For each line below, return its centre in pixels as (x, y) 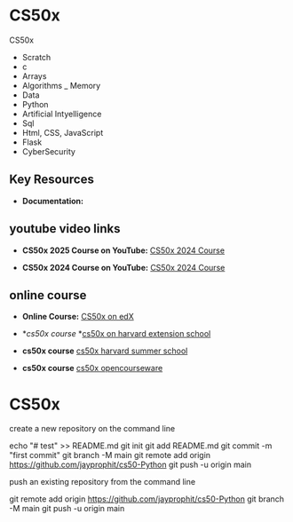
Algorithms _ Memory (61, 85)
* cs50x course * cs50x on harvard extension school (116, 334)
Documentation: (53, 201)
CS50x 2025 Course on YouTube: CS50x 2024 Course (123, 250)
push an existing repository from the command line (103, 482)
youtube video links (65, 229)
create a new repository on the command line (92, 429)
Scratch (36, 57)
